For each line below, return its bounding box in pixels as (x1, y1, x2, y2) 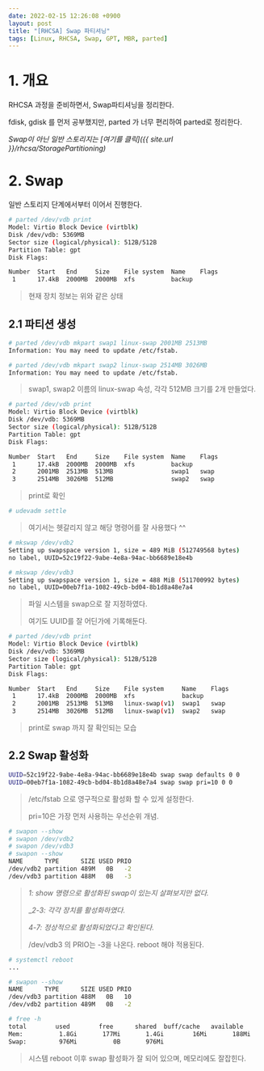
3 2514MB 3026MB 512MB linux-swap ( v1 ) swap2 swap (11, 707, 226, 716)
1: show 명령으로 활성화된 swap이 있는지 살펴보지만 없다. (27, 887, 209, 898)
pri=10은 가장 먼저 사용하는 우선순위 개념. (27, 811, 159, 821)
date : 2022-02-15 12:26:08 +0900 (8, 11, 121, 20)
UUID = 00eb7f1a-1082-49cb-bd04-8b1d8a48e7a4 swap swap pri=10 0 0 (8, 778, 233, 786)
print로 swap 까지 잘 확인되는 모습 (27, 723, 137, 733)
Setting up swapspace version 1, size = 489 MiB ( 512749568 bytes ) (8, 546, 241, 554)
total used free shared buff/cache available (8, 1022, 244, 1031)
